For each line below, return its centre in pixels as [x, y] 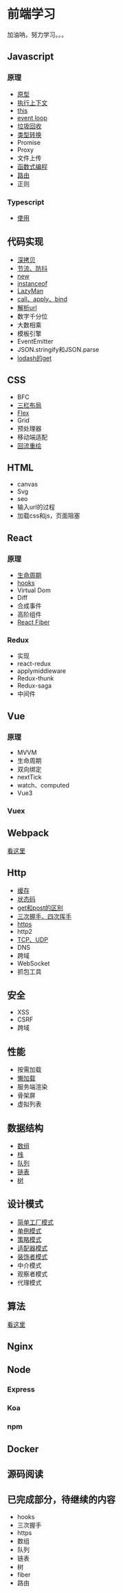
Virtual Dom [34, 590]
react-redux [34, 664]
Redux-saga [34, 686]
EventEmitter [35, 341]
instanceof [32, 283]
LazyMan [30, 291]
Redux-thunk [35, 678]
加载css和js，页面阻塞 [48, 516]
